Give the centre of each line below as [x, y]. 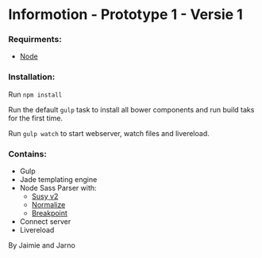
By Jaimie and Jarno [42, 245]
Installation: [32, 77]
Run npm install [35, 94]
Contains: [28, 154]
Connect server [45, 222]
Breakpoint [49, 213]
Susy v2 [45, 196]
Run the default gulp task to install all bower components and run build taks [131, 109]
